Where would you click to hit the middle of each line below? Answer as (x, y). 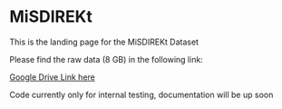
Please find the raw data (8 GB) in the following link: (107, 59)
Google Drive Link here (52, 77)
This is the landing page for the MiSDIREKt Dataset (104, 42)
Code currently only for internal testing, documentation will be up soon (141, 94)
